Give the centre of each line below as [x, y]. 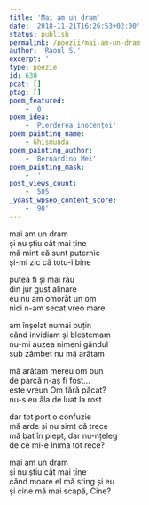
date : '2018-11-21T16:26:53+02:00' [75, 26]
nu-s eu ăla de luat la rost [55, 399]
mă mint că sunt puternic [55, 252]
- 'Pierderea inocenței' [71, 126]
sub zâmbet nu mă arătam [57, 353]
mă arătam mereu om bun [56, 370]
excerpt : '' [31, 59]
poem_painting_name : [47, 134]
